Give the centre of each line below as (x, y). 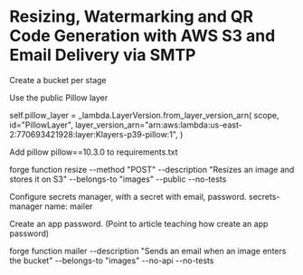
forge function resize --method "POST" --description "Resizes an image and (152, 169)
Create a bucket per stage (58, 80)
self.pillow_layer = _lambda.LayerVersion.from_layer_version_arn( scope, (144, 115)
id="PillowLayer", (42, 125)
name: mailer (69, 206)
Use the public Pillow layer (59, 98)
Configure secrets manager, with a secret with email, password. (128, 196)
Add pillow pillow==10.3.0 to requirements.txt (94, 152)
